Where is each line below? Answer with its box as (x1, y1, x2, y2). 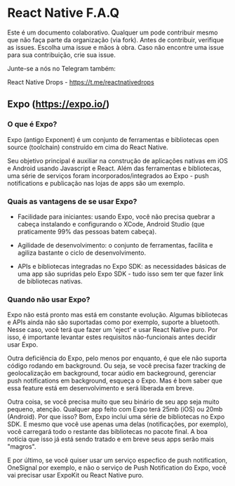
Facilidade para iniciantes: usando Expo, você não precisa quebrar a (17, 212, 215, 221)
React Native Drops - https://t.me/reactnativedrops (7, 77, 154, 86)
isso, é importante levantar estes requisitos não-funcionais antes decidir (7, 333, 216, 342)
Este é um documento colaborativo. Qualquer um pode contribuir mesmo (7, 28, 218, 37)
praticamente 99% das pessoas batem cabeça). (17, 227, 156, 236)
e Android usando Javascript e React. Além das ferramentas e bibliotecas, (7, 164, 222, 172)
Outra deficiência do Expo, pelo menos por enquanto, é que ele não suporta (7, 354, 227, 363)
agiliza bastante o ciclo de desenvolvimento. (17, 248, 146, 257)
